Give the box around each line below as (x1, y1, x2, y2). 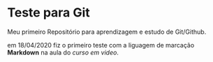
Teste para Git (7, 5, 91, 21)
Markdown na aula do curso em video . (7, 48, 119, 56)
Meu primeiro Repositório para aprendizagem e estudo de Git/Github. (7, 28, 207, 36)
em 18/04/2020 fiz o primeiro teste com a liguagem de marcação (7, 41, 195, 49)
